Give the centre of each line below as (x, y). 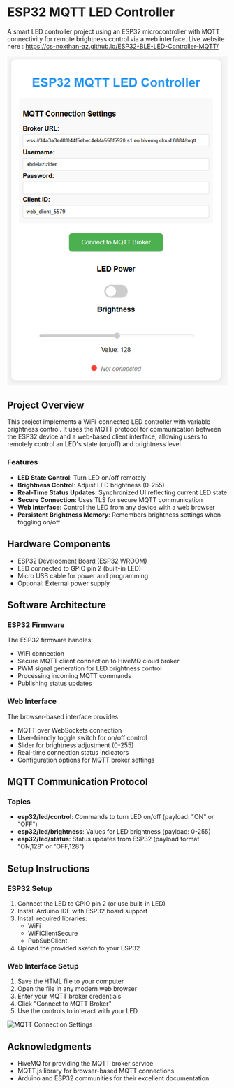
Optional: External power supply (64, 583)
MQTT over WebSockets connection (70, 730)
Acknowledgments (50, 1046)
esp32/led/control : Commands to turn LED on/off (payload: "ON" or (116, 817)
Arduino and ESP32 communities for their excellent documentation (113, 1078)
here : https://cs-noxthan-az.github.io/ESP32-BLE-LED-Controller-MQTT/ (113, 46)
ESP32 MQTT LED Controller (91, 12)
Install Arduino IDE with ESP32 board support (82, 911)
